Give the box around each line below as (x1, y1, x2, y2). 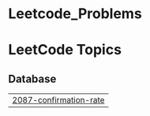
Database (8, 72, 57, 85)
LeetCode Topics (8, 41, 122, 59)
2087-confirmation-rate (12, 95, 105, 106)
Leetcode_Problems (8, 5, 142, 23)
